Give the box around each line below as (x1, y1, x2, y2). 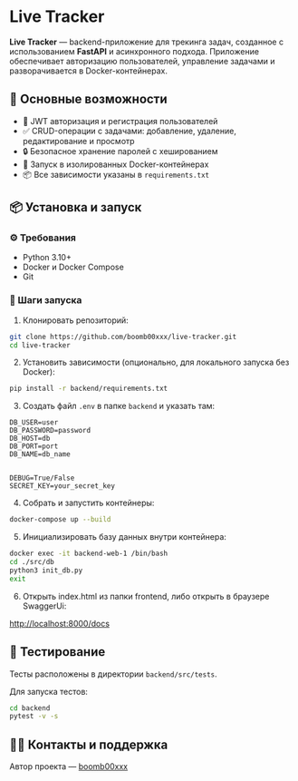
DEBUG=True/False (9, 473, 75, 483)
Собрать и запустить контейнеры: (22, 497, 155, 509)
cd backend (9, 703, 51, 713)
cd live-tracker (9, 340, 71, 350)
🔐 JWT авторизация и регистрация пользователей (22, 115, 218, 126)
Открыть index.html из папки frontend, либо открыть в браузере (22, 591, 270, 601)
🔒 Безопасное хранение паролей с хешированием (22, 145, 219, 156)
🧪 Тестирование (9, 644, 106, 659)
